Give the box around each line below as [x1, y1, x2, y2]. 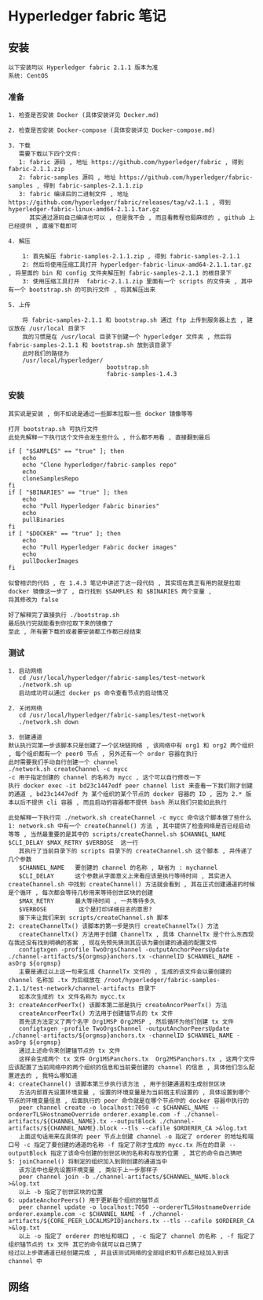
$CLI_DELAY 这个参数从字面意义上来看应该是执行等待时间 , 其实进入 [18, 872, 232, 880]
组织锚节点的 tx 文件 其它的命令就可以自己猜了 [8, 1240, 143, 1248]
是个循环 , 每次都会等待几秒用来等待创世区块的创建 [8, 889, 153, 896]
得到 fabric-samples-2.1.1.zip [42, 182, 144, 190]
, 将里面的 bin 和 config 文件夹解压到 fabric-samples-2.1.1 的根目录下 [8, 269, 232, 277]
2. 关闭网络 [8, 704, 43, 712]
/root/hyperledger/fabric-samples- [104, 976, 221, 984]
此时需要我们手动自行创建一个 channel [8, 758, 119, 766]
